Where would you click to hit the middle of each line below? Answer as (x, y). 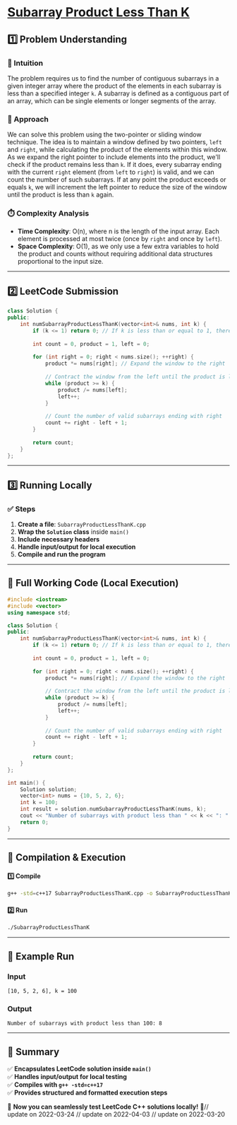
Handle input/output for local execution (77, 547)
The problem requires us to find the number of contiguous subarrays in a (113, 78)
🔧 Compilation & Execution (67, 857)
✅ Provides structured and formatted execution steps (87, 1092)
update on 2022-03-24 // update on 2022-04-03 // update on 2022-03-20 (116, 1114)
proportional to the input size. (60, 262)
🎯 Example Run (41, 956)
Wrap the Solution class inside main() (73, 532)
